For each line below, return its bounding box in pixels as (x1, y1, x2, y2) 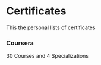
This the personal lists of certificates (6, 24, 96, 31)
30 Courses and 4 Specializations (6, 52, 89, 60)
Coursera (6, 39, 34, 47)
